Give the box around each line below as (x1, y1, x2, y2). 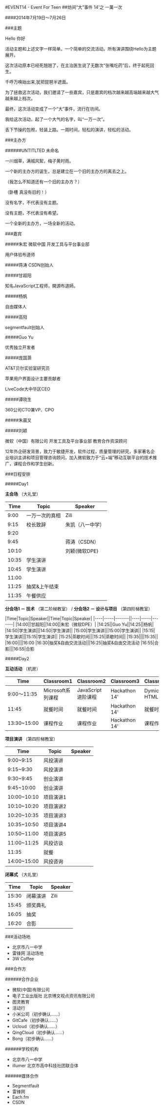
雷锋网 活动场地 (12, 950, 44, 956)
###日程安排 (5, 471, 31, 477)
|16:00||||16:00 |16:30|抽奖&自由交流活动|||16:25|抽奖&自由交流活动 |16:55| (5, 640, 155, 646)
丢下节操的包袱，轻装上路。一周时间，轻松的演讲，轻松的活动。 (5, 127, 133, 132)
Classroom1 (43, 678, 73, 684)
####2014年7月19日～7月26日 (5, 15, 66, 21)
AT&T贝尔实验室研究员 (5, 365, 50, 371)
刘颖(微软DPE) (65, 548, 99, 554)
